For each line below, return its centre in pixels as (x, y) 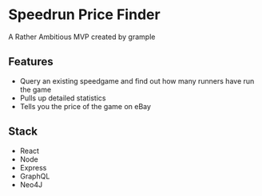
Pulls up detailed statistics (63, 98)
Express (33, 167)
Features (31, 62)
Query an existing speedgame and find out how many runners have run (137, 80)
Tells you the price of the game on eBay (85, 106)
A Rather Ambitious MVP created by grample (82, 37)
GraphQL (35, 176)
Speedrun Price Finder (85, 15)
